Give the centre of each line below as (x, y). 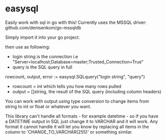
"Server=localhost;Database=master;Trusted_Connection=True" (78, 62)
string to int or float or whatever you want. (48, 106)
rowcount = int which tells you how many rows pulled (67, 86)
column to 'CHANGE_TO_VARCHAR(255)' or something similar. (69, 132)
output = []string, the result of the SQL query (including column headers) (87, 91)
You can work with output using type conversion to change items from (77, 101)
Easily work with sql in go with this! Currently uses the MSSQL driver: (76, 22)
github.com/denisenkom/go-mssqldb (43, 27)
